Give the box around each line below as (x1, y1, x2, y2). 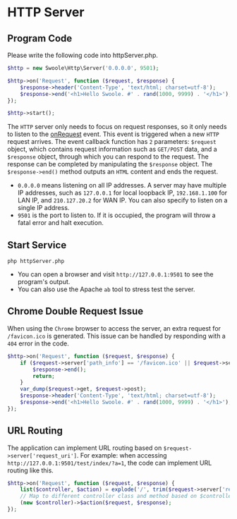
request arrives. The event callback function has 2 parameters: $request (7, 138, 217, 146)
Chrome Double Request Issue (7, 305, 143, 317)
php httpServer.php (7, 258, 65, 265)
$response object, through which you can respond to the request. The (7, 152, 209, 161)
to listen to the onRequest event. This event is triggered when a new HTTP (7, 130, 220, 138)
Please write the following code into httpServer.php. (7, 51, 159, 59)
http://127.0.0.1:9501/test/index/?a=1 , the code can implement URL (7, 458, 212, 467)
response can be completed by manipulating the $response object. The (7, 160, 213, 169)
